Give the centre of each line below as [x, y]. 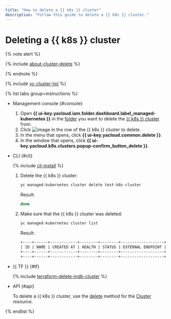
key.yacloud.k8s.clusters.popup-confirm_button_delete [81, 146]
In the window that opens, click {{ [56, 140]
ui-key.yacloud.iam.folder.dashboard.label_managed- [97, 113]
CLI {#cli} [23, 156]
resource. [23, 301]
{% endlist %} [20, 311]
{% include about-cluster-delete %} [43, 64]
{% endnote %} [22, 74]
